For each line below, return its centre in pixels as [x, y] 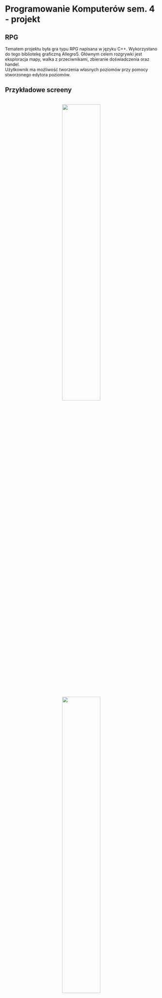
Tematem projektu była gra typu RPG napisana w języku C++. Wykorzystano [81, 49]
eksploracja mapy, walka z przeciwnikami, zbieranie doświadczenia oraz [77, 59]
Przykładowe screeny [38, 90]
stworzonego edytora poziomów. [38, 75]
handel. [13, 64]
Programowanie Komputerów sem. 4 [80, 9]
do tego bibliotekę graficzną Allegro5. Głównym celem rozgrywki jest [74, 54]
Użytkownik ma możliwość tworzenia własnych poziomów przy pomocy [77, 70]
